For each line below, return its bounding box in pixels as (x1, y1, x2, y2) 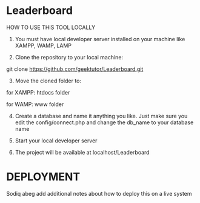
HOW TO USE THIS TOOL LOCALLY (6, 24, 96, 31)
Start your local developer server (15, 137, 98, 144)
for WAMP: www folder (6, 101, 64, 108)
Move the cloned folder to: (15, 77, 82, 84)
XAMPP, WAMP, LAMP (15, 42, 72, 49)
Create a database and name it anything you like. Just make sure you (15, 112, 188, 119)
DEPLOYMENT (6, 170, 81, 184)
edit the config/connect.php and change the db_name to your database (15, 119, 194, 126)
